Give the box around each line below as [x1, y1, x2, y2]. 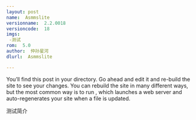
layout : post [6, 8, 39, 15]
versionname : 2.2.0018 [6, 20, 66, 26]
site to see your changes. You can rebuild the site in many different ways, [6, 82, 189, 89]
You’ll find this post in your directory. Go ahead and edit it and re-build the [6, 75, 191, 83]
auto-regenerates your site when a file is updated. [6, 95, 131, 102]
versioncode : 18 [6, 25, 50, 32]
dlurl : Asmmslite [6, 54, 52, 60]
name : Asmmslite [6, 14, 50, 21]
